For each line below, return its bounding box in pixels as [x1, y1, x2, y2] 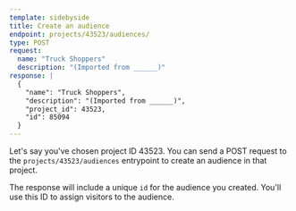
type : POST [9, 38, 50, 47]
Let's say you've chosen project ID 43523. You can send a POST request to [9, 146, 288, 156]
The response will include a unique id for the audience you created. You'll [9, 182, 282, 192]
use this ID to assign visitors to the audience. [9, 191, 174, 202]
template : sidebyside [9, 13, 90, 22]
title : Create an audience [9, 21, 110, 30]
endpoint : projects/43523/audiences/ [9, 30, 150, 38]
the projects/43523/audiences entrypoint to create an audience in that [9, 156, 267, 165]
